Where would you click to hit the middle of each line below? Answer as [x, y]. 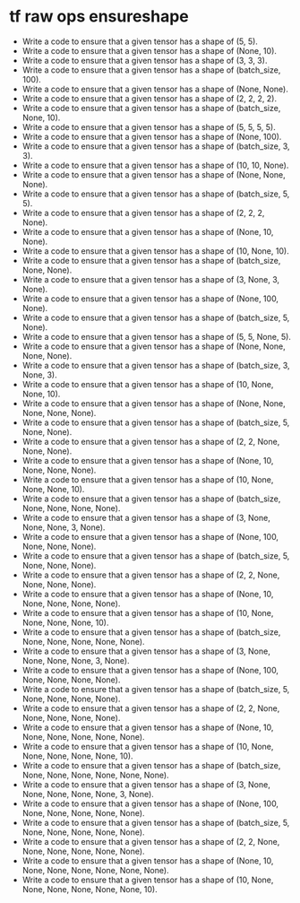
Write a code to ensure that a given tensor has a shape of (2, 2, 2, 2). [150, 98]
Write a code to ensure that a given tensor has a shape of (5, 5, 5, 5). [149, 126]
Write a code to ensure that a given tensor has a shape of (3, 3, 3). [145, 60]
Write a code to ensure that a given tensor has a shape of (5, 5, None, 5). [156, 336]
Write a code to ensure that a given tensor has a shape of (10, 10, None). [155, 165]
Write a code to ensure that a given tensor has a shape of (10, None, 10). [155, 251]
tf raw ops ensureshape [99, 17]
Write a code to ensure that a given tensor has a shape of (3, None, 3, [151, 279]
